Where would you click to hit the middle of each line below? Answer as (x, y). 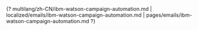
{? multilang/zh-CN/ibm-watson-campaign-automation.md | (79, 9)
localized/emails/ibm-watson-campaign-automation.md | (76, 15)
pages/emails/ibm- (169, 15)
